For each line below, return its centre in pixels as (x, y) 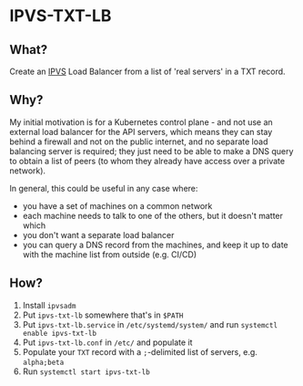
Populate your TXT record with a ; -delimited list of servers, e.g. (140, 351)
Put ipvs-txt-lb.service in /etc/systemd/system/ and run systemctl (150, 324)
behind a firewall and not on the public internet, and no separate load (139, 141)
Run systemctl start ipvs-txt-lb (86, 371)
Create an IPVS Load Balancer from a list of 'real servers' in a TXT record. (147, 71)
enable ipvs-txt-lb (60, 333)
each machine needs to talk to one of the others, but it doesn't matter (153, 215)
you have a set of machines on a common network (117, 205)
